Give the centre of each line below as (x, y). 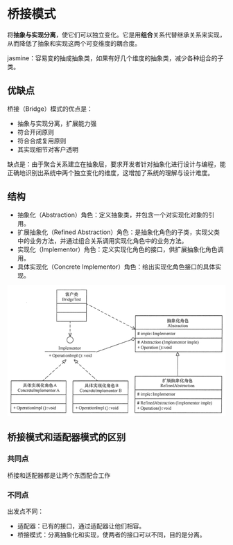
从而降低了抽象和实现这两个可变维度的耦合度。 (74, 43)
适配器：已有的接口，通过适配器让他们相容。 (81, 526)
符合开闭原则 (35, 132)
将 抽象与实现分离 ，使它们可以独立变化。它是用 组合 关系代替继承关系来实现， (116, 35)
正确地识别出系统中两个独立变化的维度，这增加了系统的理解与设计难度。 (110, 172)
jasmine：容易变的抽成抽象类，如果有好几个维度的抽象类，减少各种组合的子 (115, 58)
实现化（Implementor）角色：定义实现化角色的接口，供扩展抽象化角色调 (120, 249)
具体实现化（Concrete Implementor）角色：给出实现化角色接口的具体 (116, 267)
